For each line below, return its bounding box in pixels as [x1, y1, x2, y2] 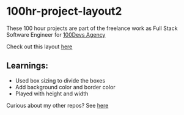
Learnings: [6, 61, 49, 71]
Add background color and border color [15, 83, 116, 91]
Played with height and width [15, 90, 89, 97]
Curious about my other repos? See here [6, 102, 109, 109]
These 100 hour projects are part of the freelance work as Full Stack [6, 24, 178, 32]
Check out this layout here [6, 43, 73, 50]
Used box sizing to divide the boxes [15, 76, 106, 84]
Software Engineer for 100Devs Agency [6, 31, 106, 38]
